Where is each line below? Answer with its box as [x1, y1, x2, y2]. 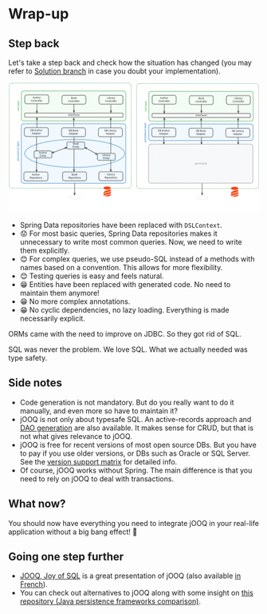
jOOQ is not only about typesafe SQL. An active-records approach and [19, 414, 252, 424]
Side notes [8, 377, 62, 390]
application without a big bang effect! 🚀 [8, 527, 138, 536]
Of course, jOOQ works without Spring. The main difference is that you [19, 465, 253, 475]
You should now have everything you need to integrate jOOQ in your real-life [8, 518, 259, 528]
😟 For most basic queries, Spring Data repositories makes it [19, 229, 218, 238]
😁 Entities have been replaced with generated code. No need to [19, 279, 231, 289]
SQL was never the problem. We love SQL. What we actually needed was [8, 345, 249, 354]
